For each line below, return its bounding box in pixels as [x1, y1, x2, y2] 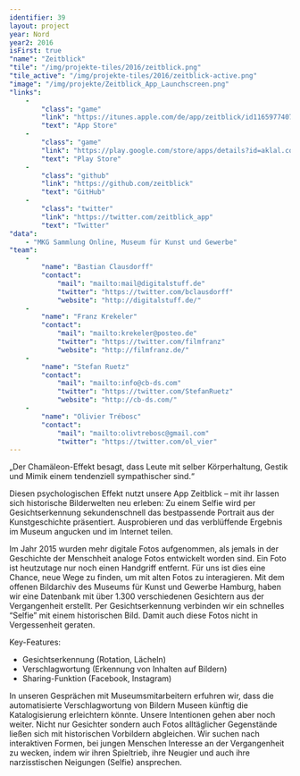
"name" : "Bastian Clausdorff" [41, 263, 154, 272]
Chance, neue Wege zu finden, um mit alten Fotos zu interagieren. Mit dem [9, 572, 285, 583]
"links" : [9, 88, 42, 97]
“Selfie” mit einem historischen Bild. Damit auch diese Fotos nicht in [9, 610, 259, 621]
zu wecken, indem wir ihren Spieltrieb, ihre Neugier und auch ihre [9, 747, 251, 758]
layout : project [9, 21, 70, 30]
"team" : [9, 246, 38, 255]
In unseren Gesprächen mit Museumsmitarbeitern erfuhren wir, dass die [9, 690, 274, 702]
